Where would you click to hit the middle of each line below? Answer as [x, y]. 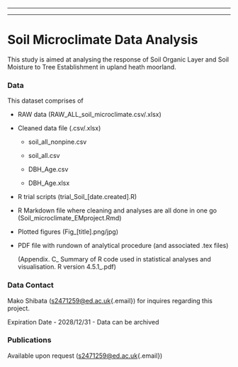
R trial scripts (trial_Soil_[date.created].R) [77, 197]
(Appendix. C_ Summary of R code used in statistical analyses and [114, 259]
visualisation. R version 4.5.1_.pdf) [67, 267]
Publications [29, 340]
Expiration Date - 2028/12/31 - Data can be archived [83, 322]
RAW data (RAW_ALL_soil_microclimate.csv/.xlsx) [89, 115]
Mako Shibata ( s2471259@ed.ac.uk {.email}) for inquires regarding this [110, 300]
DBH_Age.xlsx [49, 183]
